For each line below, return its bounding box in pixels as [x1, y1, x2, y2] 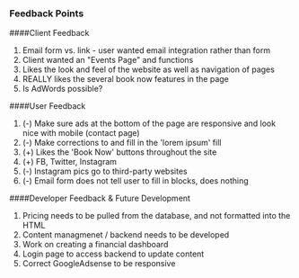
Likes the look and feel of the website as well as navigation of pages [22, 64, 276, 75]
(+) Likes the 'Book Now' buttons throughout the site [22, 147, 217, 157]
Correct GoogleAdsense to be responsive [22, 258, 176, 269]
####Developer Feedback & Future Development [9, 193, 191, 204]
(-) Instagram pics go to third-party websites [22, 166, 188, 177]
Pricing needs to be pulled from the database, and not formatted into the [22, 211, 291, 221]
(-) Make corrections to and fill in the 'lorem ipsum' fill [22, 138, 222, 148]
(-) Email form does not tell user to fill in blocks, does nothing [22, 175, 249, 186]
